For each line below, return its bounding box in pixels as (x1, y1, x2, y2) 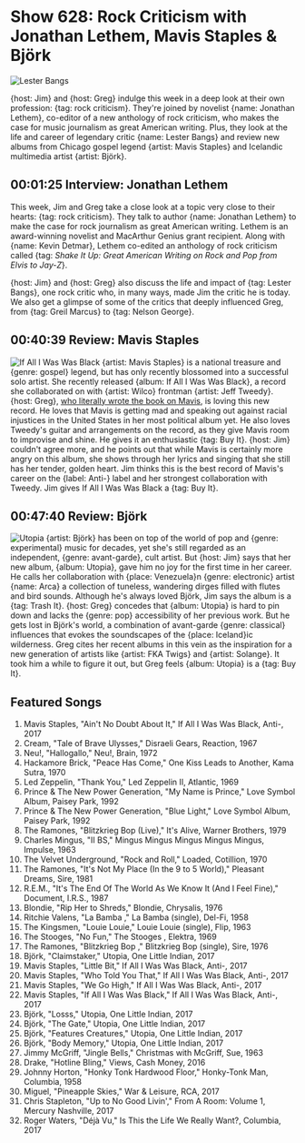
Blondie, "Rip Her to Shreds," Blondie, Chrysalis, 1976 (23, 903, 223, 914)
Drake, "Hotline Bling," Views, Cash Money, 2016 (23, 1057, 206, 1068)
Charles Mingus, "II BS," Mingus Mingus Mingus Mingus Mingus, (23, 834, 265, 845)
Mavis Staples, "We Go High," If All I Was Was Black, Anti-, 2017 (23, 980, 262, 991)
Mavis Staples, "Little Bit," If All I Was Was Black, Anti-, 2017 (23, 960, 248, 971)
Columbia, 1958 (23, 1077, 83, 1087)
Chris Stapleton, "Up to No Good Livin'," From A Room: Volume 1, (23, 1096, 266, 1107)
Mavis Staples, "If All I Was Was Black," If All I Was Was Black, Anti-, (23, 989, 279, 1000)
